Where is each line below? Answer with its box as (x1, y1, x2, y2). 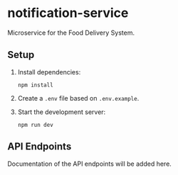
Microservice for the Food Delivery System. (7, 28, 135, 37)
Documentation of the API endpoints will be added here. (7, 159, 172, 168)
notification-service (7, 5, 129, 21)
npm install (17, 81, 53, 89)
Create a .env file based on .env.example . (17, 94, 140, 102)
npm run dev (17, 121, 53, 128)
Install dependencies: (17, 67, 81, 76)
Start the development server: (17, 108, 106, 116)
